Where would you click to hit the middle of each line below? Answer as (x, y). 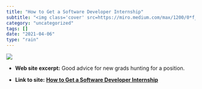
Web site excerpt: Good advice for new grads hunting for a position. (100, 68)
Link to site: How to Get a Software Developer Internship (86, 80)
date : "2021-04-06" (31, 34)
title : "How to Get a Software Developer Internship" (75, 12)
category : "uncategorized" (40, 23)
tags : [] (17, 29)
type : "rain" (23, 40)
